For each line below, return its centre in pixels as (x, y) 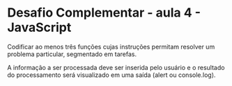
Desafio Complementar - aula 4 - (104, 13)
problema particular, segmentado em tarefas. (72, 54)
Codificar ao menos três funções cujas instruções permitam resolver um (111, 46)
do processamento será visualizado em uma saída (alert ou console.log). (111, 75)
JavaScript (39, 27)
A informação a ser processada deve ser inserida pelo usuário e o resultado (116, 67)
